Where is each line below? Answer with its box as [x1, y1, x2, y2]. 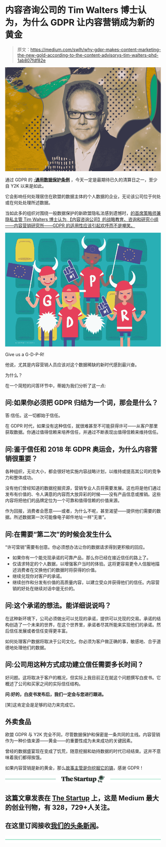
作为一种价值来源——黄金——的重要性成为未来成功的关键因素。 [5, 738, 135, 744]
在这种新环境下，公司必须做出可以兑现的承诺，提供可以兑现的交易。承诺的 [5, 615, 157, 621]
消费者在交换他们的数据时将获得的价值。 [16, 567, 99, 573]
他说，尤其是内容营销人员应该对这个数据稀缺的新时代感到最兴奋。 [5, 362, 139, 368]
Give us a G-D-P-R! [5, 351, 44, 357]
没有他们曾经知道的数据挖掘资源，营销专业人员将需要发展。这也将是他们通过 [5, 485, 161, 491]
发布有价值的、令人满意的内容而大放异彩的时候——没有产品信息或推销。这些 [5, 491, 161, 497]
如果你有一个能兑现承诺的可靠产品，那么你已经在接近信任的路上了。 [12, 555, 151, 561]
